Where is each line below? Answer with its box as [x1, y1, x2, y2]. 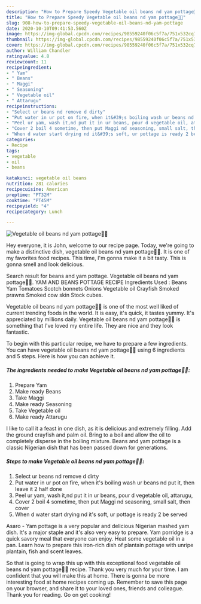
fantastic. [6, 328, 29, 335]
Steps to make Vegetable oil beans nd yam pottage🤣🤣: [6, 457, 145, 465]
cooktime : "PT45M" [6, 197, 52, 203]
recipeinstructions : [6, 103, 58, 109]
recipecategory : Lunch [6, 209, 63, 215]
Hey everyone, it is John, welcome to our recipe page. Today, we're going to [6, 242, 194, 249]
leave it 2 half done [14, 486, 63, 493]
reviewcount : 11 [6, 59, 47, 65]
